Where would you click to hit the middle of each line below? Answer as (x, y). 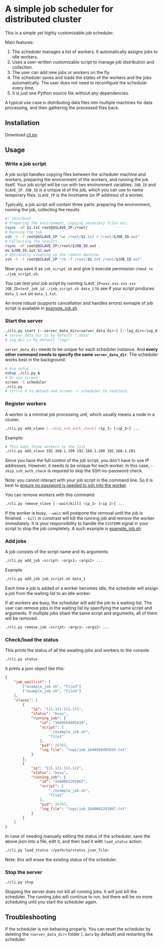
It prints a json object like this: (35, 668)
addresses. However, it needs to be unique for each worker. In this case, (77, 465)
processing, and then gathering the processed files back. (62, 108)
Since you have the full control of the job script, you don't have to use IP (77, 461)
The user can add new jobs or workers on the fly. (61, 72)
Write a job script (26, 164)
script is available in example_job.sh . (42, 308)
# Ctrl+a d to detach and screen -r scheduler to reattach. (67, 391)
